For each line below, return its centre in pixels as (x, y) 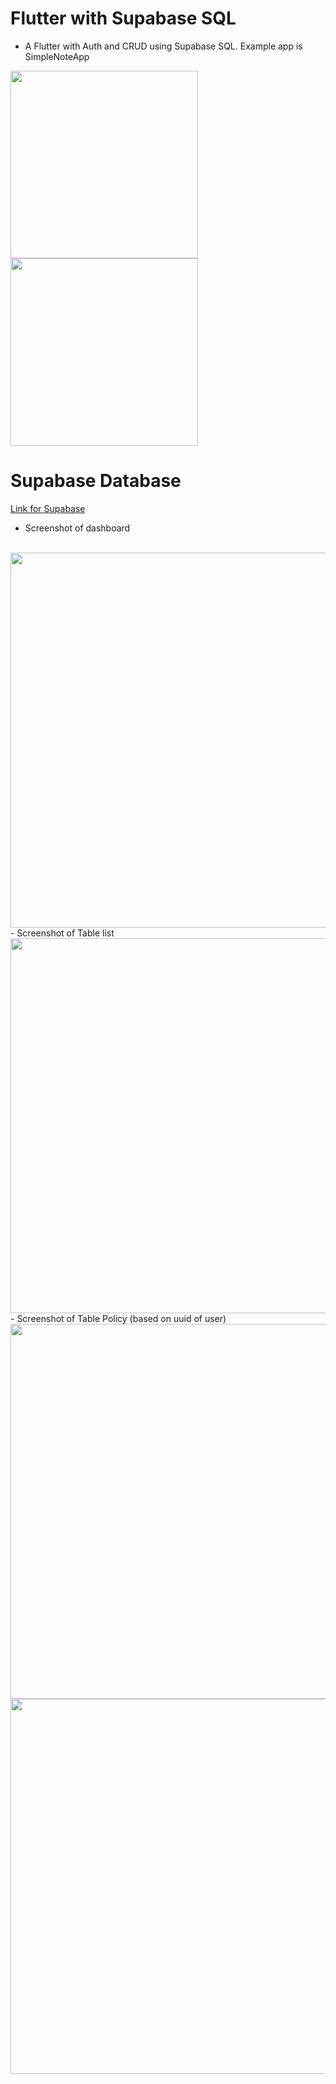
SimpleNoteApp (57, 56)
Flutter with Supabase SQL (123, 18)
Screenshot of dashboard (77, 528)
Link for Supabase (48, 508)
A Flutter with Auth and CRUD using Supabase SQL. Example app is (163, 46)
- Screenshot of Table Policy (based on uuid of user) (118, 1318)
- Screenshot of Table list (62, 933)
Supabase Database (96, 481)
